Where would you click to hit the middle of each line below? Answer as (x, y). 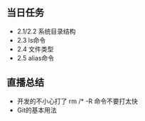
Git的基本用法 (37, 110)
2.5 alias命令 (36, 58)
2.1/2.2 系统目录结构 (46, 31)
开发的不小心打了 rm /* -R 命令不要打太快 (77, 101)
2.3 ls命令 (31, 40)
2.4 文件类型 (35, 49)
